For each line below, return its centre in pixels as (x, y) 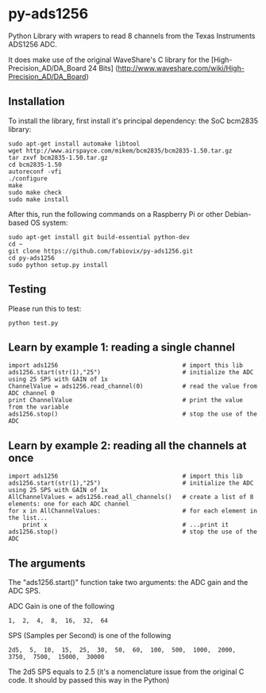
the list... (28, 518)
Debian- (238, 214)
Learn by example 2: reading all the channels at (127, 445)
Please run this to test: (45, 308)
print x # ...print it (125, 525)
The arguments (47, 563)
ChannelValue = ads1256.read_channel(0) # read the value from (133, 386)
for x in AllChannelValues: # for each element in (133, 511)
